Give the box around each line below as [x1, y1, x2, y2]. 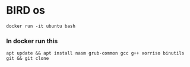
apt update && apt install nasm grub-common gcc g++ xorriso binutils [6, 50, 185, 56]
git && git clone [6, 56, 49, 62]
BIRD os [6, 4, 46, 17]
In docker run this [6, 37, 58, 45]
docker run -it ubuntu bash [6, 23, 76, 29]
